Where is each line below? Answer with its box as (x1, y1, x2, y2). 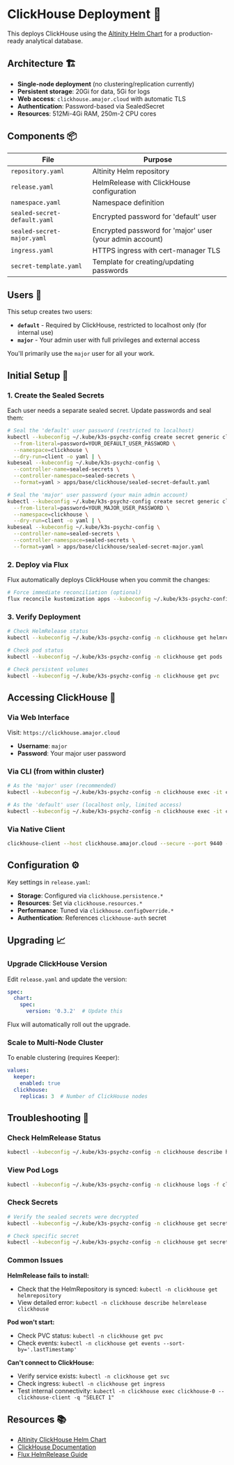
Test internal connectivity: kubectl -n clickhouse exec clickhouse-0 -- (17, 1386, 225, 1395)
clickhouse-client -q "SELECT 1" (17, 1394, 115, 1401)
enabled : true (19, 1080, 61, 1087)
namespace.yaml (10, 198, 61, 206)
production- (178, 29, 214, 38)
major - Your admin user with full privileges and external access (17, 336, 201, 344)
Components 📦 (7, 130, 77, 142)
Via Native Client (7, 824, 65, 834)
